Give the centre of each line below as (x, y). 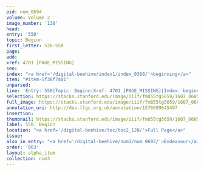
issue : (15, 136)
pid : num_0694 (24, 12)
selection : (20, 96)
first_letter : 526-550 (35, 46)
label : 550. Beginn (31, 125)
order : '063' (23, 147)
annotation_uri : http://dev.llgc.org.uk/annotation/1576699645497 (92, 108)
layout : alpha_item (31, 153)
